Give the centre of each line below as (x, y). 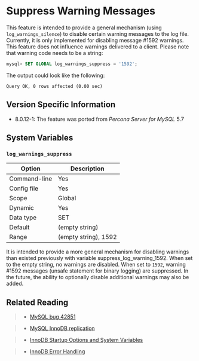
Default (19, 227)
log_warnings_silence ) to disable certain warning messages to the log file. (98, 33)
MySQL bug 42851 (53, 317)
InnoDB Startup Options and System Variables (86, 340)
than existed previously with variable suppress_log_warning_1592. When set (99, 258)
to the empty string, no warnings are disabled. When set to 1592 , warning (96, 265)
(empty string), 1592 (88, 237)
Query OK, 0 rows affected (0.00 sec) (54, 86)
